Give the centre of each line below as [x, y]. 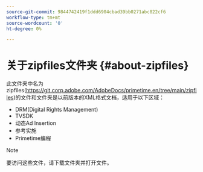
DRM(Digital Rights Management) [56, 110]
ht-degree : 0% [24, 29]
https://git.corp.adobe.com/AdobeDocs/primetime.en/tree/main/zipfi [111, 91]
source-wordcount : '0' [35, 23]
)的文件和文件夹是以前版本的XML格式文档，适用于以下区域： [89, 98]
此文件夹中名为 [25, 84]
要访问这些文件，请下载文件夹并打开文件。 [59, 163]
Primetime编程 [33, 138]
